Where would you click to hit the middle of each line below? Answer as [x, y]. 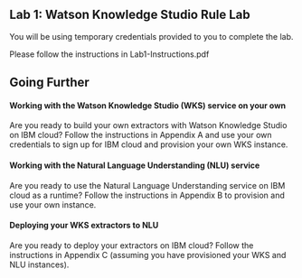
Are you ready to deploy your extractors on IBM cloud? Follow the [132, 245]
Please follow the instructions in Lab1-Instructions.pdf [109, 54]
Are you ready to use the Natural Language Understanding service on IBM [147, 185]
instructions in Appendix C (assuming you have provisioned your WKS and [148, 255]
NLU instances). [39, 264]
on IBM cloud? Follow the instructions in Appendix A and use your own [141, 135]
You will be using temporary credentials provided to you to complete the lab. [151, 36]
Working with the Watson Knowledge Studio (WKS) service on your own [148, 105]
